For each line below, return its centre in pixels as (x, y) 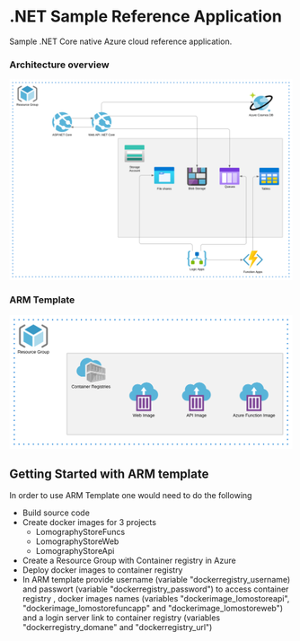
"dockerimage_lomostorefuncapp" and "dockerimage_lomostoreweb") (153, 609)
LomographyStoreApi (75, 551)
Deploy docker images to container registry (102, 570)
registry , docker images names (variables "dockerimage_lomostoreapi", (156, 599)
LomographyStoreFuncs (80, 532)
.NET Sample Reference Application (146, 17)
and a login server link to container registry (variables (121, 618)
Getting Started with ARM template (109, 474)
